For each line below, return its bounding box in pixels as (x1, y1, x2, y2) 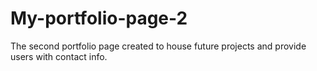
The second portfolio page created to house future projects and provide (10, 40, 307, 52)
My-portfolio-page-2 (10, 7, 188, 30)
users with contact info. (10, 50, 108, 62)
